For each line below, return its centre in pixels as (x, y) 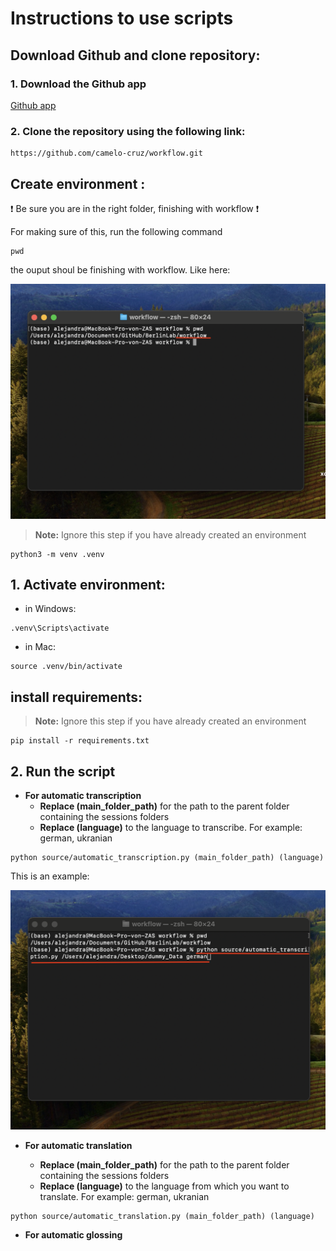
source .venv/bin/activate (66, 667)
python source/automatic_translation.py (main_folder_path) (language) (162, 1217)
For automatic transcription (83, 795)
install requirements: (76, 697)
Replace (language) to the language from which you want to (164, 1186)
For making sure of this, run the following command (116, 231)
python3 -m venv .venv (57, 554)
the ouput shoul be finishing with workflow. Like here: (120, 269)
